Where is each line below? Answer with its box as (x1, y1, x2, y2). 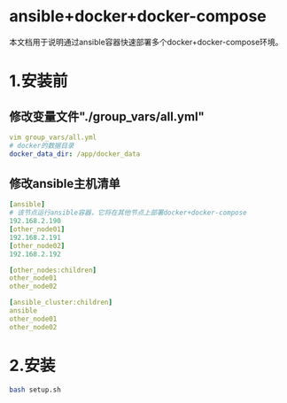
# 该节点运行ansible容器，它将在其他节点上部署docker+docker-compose (9, 208, 247, 218)
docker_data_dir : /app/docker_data (9, 149, 141, 159)
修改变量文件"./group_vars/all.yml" (9, 109, 206, 124)
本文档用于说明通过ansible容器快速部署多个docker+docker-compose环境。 (9, 36, 283, 47)
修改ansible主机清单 (9, 175, 121, 191)
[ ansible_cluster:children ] (9, 298, 113, 307)
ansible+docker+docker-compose (9, 6, 268, 27)
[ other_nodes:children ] (9, 266, 97, 275)
